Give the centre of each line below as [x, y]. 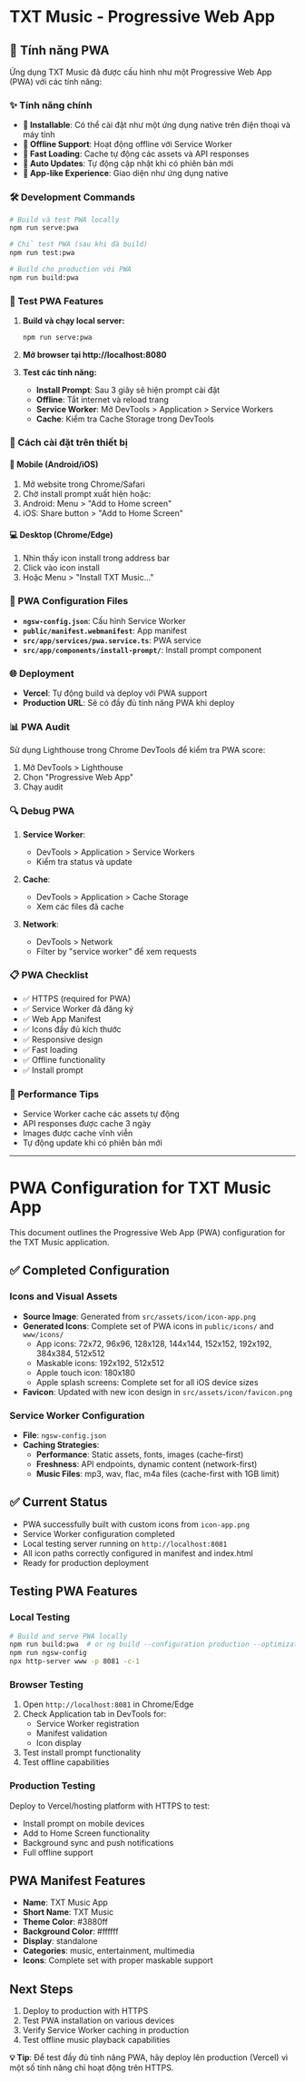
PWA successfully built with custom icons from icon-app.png [136, 1524]
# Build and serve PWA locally [69, 1636]
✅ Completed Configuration [89, 1270]
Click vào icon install [61, 568]
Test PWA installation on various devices [98, 2021]
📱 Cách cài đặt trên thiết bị [69, 442]
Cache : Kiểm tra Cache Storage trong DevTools [125, 419]
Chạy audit [43, 787]
